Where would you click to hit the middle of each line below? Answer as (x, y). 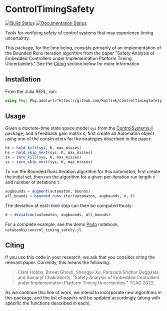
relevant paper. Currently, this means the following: (58, 262)
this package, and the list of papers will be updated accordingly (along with (83, 298)
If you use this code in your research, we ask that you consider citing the (80, 257)
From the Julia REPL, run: (31, 91)
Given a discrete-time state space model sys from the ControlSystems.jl (79, 128)
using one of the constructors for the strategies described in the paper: (78, 139)
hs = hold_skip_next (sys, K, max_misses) (49, 153)
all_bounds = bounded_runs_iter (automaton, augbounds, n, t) (70, 196)
